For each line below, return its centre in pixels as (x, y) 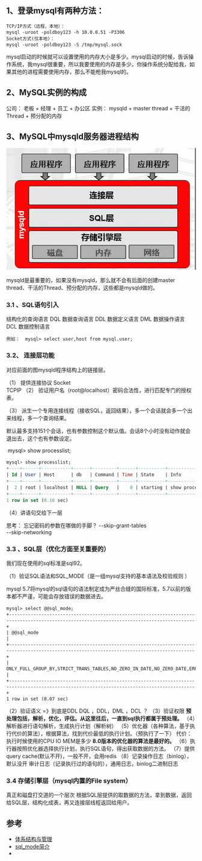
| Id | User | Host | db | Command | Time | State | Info (94, 475)
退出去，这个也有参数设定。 (41, 438)
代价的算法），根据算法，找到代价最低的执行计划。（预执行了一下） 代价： (102, 733)
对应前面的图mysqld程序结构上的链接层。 (57, 370)
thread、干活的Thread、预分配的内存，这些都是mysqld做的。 (82, 288)
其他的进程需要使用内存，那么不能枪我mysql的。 (72, 72)
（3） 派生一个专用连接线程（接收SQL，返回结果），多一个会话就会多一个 (97, 410)
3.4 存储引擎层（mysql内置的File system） (69, 781)
